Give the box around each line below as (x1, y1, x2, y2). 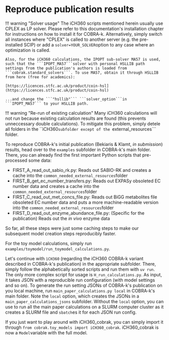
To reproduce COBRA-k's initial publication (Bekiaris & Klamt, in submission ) (5, 141, 163, 147)
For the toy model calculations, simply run (5, 240, 92, 246)
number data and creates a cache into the (12, 183, 100, 189)
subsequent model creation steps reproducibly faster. (5, 230, 117, 236)
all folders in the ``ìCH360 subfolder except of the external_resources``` (5, 126, 156, 132)
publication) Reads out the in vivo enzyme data (12, 215, 110, 221)
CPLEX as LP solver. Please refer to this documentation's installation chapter (5, 25, 164, 31)
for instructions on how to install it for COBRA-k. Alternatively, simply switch (5, 31, 162, 37)
